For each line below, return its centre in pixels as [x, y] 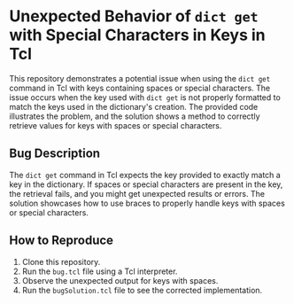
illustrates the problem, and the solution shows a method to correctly [135, 116]
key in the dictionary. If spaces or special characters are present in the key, [146, 184]
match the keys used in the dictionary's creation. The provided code [134, 106]
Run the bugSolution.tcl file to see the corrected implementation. [142, 290]
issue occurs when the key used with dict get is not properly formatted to [145, 97]
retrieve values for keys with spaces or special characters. [116, 125]
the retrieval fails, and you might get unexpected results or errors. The [137, 193]
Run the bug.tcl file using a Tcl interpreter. [100, 271]
